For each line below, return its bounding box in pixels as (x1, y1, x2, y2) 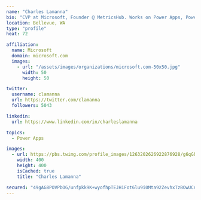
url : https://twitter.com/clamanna (11, 97, 100, 103)
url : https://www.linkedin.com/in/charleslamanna (11, 119, 138, 125)
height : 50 (22, 75, 50, 81)
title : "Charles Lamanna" (17, 174, 82, 180)
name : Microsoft (11, 47, 52, 54)
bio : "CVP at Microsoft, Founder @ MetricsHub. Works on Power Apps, (6, 14, 184, 20)
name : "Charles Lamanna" (6, 8, 68, 15)
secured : (6, 184, 28, 190)
